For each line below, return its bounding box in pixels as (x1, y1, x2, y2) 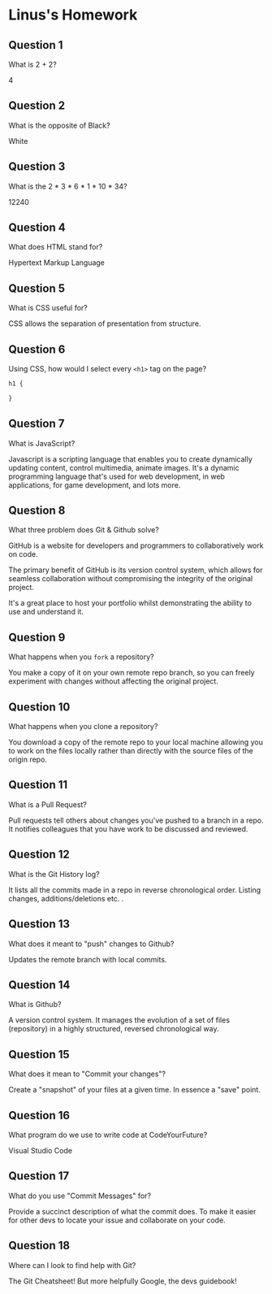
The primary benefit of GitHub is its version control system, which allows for (8, 565, 263, 575)
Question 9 (8, 630, 66, 644)
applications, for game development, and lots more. (8, 480, 181, 489)
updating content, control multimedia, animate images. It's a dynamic (8, 462, 240, 472)
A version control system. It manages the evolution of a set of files (8, 1015, 230, 1025)
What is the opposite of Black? (8, 120, 111, 130)
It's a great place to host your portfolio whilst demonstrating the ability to (8, 598, 252, 608)
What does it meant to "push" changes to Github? (8, 939, 175, 949)
